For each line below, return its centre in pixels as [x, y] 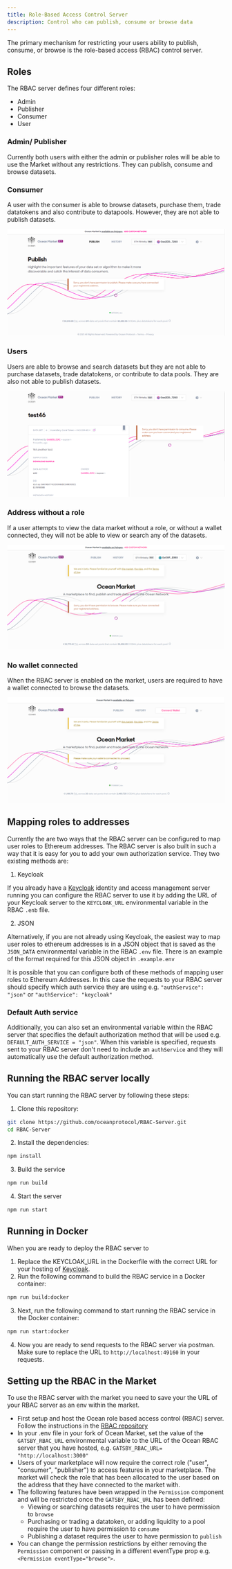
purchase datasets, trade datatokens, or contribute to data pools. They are [113, 374]
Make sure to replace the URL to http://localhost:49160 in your [108, 1352]
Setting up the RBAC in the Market [82, 1382]
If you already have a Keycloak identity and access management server [109, 888]
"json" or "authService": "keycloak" [60, 994]
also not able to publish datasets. [54, 381]
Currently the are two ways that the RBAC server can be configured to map [114, 839]
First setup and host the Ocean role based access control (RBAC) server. [120, 1419]
